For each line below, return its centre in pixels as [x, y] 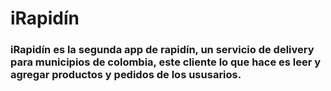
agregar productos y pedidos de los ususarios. [126, 75]
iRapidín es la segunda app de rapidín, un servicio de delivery [162, 50]
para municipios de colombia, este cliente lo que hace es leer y [166, 62]
